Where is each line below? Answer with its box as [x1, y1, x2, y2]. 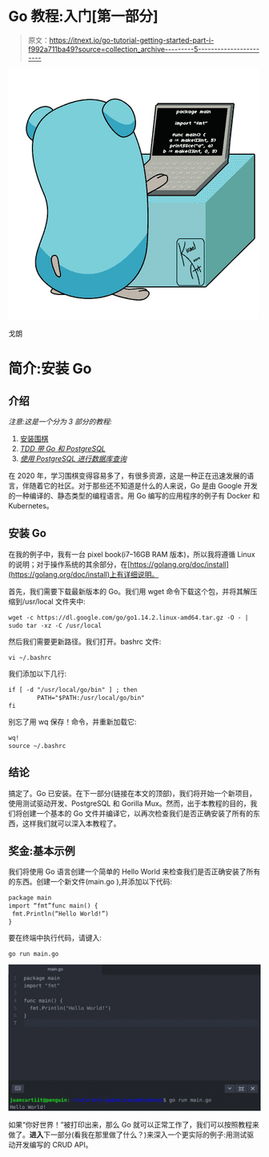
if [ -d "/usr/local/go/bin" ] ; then [8, 686, 138, 694]
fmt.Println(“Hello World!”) [11, 910, 110, 918]
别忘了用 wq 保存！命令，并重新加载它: [8, 717, 137, 726]
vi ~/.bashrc [8, 653, 52, 661]
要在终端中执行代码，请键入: [8, 933, 102, 943]
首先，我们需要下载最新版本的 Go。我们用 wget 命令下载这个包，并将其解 [8, 586, 251, 596]
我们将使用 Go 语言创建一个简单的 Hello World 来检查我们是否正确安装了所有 [8, 867, 261, 876]
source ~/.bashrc [8, 742, 66, 750]
